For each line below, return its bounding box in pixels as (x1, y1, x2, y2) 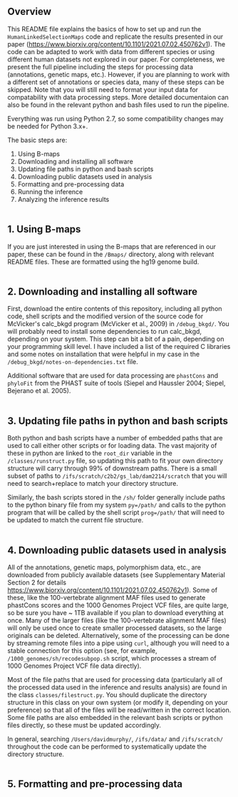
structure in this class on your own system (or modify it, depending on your (7, 699, 228, 707)
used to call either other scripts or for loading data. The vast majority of (7, 442, 217, 450)
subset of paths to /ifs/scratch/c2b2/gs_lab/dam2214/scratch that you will (7, 472, 227, 480)
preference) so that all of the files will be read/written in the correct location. (7, 706, 232, 714)
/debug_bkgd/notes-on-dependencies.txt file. (7, 357, 138, 366)
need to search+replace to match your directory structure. (7, 479, 179, 488)
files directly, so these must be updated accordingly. (7, 721, 162, 730)
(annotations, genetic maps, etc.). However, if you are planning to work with (7, 70, 230, 78)
